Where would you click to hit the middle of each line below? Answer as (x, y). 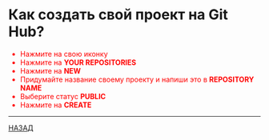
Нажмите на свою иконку (64, 54)
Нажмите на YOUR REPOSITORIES (78, 62)
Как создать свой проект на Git (118, 15)
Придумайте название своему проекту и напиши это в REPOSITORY (137, 79)
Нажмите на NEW (50, 70)
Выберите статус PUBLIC (63, 96)
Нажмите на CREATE (56, 105)
